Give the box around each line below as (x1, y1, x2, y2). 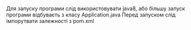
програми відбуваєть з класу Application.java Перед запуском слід (6, 11, 176, 18)
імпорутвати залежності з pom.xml (6, 18, 94, 24)
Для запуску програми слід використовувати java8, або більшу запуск (6, 5, 186, 12)
